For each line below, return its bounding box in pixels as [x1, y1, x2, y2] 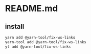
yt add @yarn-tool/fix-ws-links [5, 44, 71, 49]
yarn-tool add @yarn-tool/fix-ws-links [5, 39, 87, 44]
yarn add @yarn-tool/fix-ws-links [5, 35, 76, 40]
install [5, 22, 24, 31]
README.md [5, 3, 58, 14]
